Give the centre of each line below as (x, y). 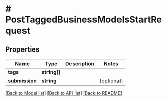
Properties (22, 49)
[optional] (111, 81)
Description (80, 64)
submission (22, 81)
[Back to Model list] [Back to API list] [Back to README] (64, 93)
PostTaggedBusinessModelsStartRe (84, 20)
